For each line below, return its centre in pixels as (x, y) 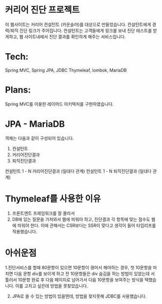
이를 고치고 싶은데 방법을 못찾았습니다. (52, 285)
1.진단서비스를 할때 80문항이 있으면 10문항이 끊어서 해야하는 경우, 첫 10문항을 (79, 267)
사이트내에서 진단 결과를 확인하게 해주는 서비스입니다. (75, 37)
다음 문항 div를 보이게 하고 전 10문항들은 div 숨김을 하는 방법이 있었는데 (82, 273)
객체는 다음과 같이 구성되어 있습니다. (39, 138)
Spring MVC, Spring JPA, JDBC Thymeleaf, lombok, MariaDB (66, 70)
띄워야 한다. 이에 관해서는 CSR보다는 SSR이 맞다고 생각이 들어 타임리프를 (87, 225)
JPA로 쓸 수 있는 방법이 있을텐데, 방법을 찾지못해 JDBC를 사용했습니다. (79, 296)
